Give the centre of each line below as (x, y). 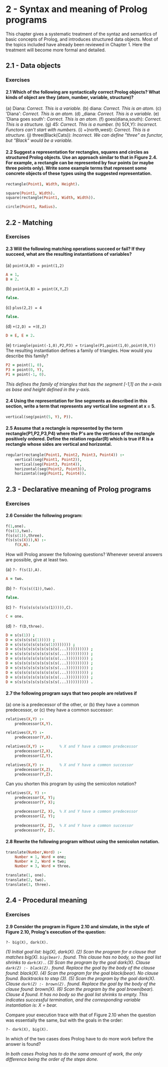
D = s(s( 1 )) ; (20, 635)
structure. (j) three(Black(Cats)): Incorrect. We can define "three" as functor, (84, 135)
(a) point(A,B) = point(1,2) (35, 265)
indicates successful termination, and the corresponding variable (73, 1000)
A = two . (15, 579)
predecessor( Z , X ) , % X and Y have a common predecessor (76, 812)
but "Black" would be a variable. (39, 140)
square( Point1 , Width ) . (30, 193)
